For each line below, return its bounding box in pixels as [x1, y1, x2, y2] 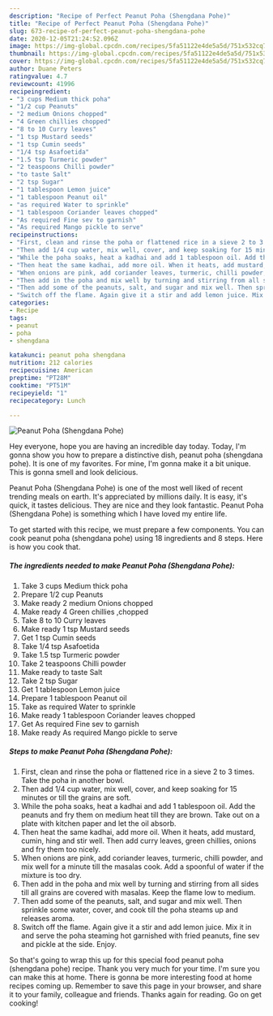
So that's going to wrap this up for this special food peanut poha [9, 955, 224, 965]
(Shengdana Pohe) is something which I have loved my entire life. [9, 509, 228, 519]
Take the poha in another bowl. [20, 776, 125, 785]
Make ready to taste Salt [20, 668, 103, 677]
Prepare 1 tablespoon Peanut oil [20, 694, 128, 703]
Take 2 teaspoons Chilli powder [20, 659, 126, 668]
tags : [9, 313, 28, 322]
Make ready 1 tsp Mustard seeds [20, 625, 130, 634]
